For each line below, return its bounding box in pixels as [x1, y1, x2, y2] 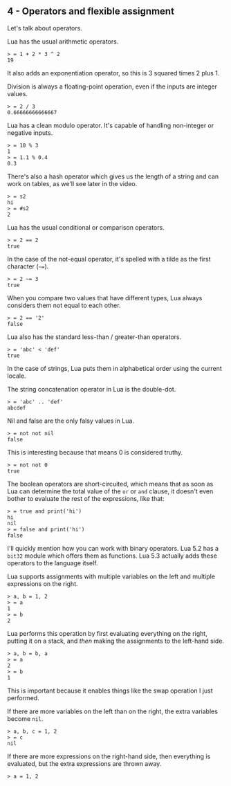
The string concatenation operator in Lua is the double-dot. [7, 385, 176, 393]
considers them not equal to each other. [7, 301, 121, 309]
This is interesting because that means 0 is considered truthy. [7, 448, 183, 456]
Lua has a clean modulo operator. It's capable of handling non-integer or [7, 121, 214, 129]
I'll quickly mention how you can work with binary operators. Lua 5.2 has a [7, 544, 219, 552]
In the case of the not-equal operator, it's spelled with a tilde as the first [7, 255, 211, 263]
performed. [7, 693, 39, 702]
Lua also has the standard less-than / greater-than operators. [7, 332, 182, 341]
